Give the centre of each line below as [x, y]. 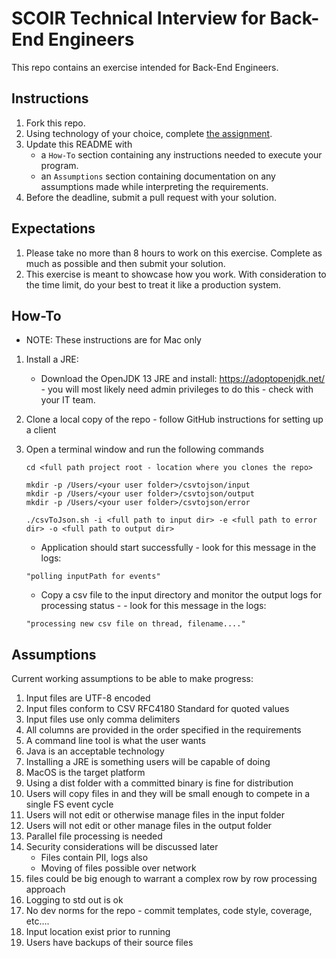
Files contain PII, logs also [94, 858]
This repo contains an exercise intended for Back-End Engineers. [145, 67]
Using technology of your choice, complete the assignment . [149, 133]
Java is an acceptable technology [95, 751]
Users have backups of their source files [109, 943]
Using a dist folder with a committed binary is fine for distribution [159, 783]
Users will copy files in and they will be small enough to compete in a [168, 794]
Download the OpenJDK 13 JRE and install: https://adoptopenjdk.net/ [183, 379]
